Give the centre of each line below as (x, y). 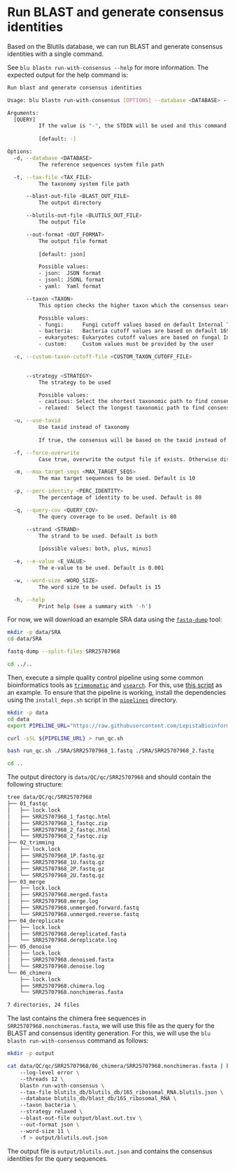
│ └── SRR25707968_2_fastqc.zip (58, 836)
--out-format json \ (50, 1125)
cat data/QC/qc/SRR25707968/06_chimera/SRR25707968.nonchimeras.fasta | (115, 1066)
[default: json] (62, 254)
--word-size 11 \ (45, 1131)
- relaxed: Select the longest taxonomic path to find (121, 408)
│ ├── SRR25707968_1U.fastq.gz (56, 862)
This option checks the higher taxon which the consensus (124, 305)
